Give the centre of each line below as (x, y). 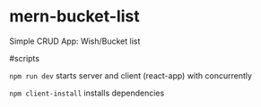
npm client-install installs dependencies (87, 93)
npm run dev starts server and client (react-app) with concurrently (131, 75)
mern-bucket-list (75, 16)
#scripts (25, 58)
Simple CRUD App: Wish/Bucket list (75, 41)
